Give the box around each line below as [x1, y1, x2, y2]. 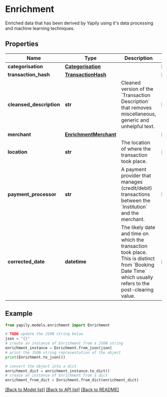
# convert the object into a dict [5, 364, 77, 369]
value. [121, 292, 136, 299]
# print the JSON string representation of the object [5, 350, 121, 355]
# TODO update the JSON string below [5, 332, 83, 337]
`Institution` [121, 203, 148, 210]
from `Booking [121, 261, 155, 268]
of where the [121, 145, 151, 152]
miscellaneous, [121, 110, 157, 117]
